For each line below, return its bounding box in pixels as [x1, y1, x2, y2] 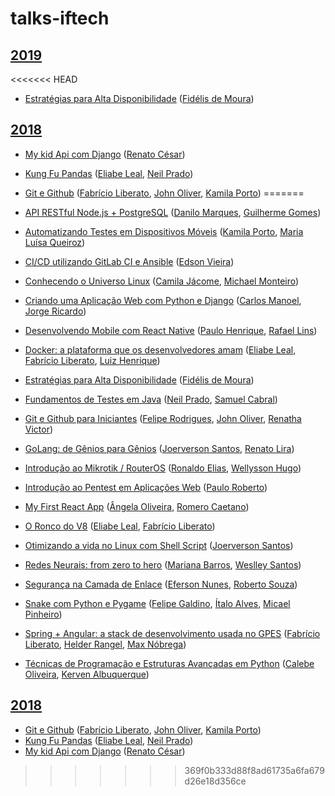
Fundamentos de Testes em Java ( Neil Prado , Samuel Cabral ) [24, 393, 278, 405]
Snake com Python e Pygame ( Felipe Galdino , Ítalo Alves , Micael [24, 597, 291, 609]
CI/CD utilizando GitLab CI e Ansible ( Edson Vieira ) [24, 255, 235, 267]
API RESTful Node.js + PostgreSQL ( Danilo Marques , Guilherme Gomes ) [24, 206, 322, 218]
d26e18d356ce [184, 775, 247, 787]
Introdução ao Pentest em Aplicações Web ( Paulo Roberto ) [24, 481, 268, 493]
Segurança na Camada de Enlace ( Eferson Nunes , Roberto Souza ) [24, 578, 298, 590]
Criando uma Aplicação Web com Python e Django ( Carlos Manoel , [24, 294, 302, 306]
